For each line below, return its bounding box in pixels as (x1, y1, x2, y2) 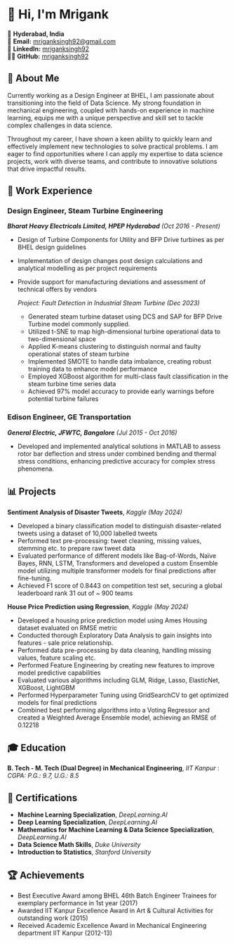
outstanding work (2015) (17, 914, 89, 922)
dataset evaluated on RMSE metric (17, 623, 118, 632)
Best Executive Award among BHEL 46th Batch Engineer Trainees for (17, 891, 217, 900)
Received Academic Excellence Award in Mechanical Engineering (17, 921, 207, 929)
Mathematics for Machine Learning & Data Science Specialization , (17, 826, 215, 834)
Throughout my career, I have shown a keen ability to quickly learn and (7, 134, 213, 143)
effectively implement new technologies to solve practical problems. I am (7, 142, 219, 151)
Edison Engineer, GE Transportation (7, 412, 131, 422)
